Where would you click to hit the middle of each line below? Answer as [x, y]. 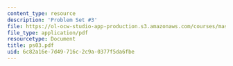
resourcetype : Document [42, 39]
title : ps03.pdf [31, 45]
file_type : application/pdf [48, 33]
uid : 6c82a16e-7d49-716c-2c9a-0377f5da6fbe [71, 52]
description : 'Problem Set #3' [52, 20]
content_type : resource [42, 13]
